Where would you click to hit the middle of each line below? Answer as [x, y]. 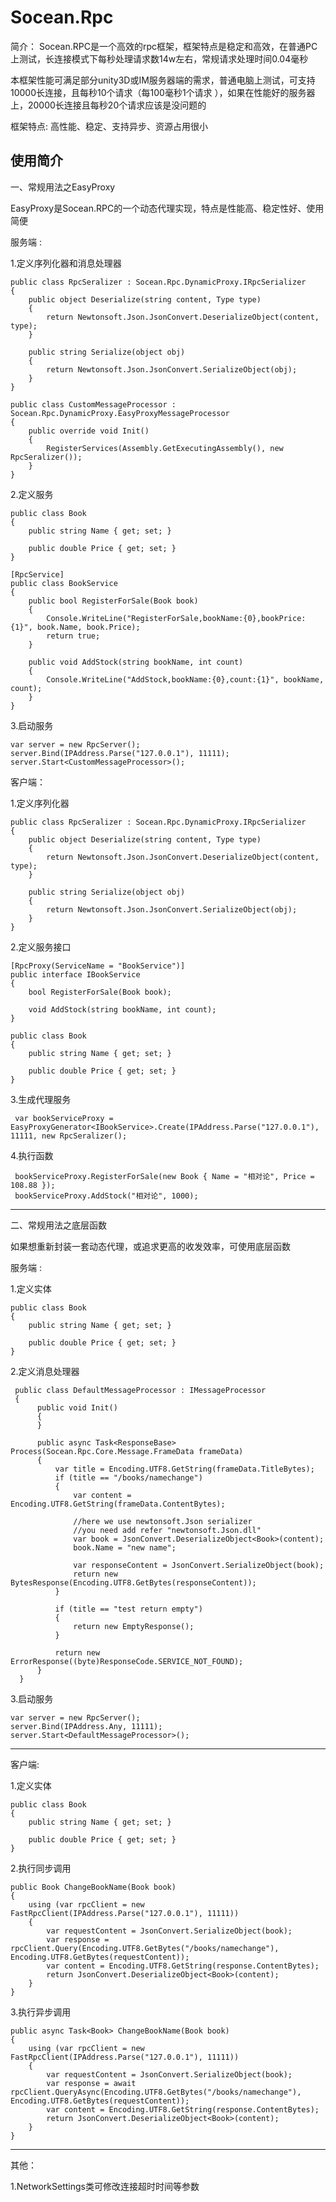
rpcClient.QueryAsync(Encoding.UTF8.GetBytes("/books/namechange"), [156, 2092]
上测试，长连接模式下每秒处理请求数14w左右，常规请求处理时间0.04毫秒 [159, 58]
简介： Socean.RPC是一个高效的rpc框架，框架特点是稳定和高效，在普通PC [164, 46]
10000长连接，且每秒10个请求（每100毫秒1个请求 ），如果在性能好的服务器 [163, 92]
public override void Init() [89, 431]
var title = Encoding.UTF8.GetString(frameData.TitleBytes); [184, 1469]
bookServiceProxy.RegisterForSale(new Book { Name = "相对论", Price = [164, 1176]
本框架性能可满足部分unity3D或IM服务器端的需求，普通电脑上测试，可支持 [163, 80]
